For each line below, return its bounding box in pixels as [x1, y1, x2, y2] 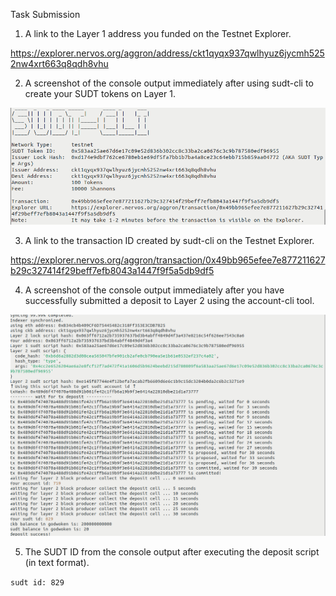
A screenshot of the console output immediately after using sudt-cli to [24, 77, 314, 89]
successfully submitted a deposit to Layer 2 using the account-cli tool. [24, 295, 315, 307]
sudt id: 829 [10, 578, 65, 588]
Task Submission [10, 9, 81, 20]
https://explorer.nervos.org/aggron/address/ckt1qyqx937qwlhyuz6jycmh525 [10, 47, 325, 59]
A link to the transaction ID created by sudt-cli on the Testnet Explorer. [24, 235, 315, 247]
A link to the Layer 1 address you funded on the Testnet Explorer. [24, 28, 292, 39]
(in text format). [24, 557, 90, 569]
